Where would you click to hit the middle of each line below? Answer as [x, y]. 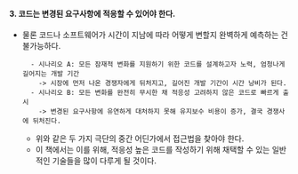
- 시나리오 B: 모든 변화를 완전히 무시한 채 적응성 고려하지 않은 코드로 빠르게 [155, 93]
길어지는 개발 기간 [51, 74]
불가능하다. [41, 46]
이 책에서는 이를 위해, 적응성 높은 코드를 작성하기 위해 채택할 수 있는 [153, 150]
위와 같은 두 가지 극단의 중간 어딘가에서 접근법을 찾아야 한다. [140, 138]
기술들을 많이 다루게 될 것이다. [105, 161]
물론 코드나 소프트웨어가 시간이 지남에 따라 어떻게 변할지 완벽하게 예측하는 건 [155, 35]
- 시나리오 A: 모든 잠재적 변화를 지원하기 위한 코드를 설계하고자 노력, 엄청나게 [158, 65]
